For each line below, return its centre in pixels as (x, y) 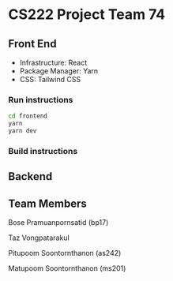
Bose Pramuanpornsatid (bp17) (58, 223)
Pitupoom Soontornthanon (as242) (65, 253)
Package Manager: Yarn (59, 71)
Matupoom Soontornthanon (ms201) (67, 268)
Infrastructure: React (53, 62)
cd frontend (28, 116)
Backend (30, 176)
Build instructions (43, 151)
